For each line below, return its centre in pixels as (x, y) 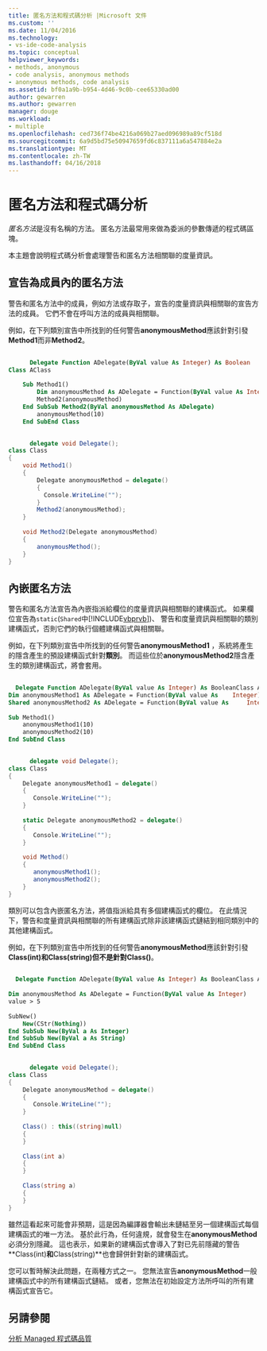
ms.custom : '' (32, 23)
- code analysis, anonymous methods (69, 75)
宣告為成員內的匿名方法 (66, 283)
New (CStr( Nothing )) (55, 1024)
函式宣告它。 (36, 1291)
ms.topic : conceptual (44, 52)
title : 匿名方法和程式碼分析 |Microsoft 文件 (77, 15)
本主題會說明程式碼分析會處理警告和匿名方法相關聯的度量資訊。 (112, 256)
